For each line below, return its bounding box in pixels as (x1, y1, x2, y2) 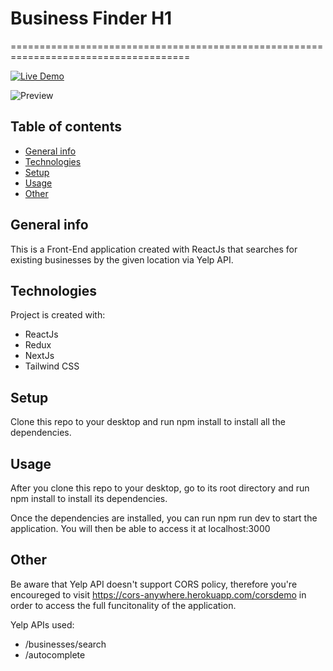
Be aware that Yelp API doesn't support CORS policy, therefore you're (10, 578, 298, 590)
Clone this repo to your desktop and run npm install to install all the (10, 416, 286, 428)
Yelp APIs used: (10, 618, 75, 631)
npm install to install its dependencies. (10, 493, 168, 504)
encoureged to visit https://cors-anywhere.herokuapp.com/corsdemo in (10, 588, 307, 601)
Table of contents (10, 118, 122, 136)
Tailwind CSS (24, 360, 80, 372)
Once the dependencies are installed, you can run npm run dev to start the (10, 512, 318, 524)
